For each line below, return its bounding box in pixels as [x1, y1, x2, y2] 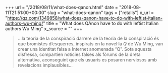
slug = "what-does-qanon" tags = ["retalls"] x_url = [47, 10, 154, 16]
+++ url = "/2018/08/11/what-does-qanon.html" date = [5, 5, 119, 10]
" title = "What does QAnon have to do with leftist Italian [42, 20, 159, 26]
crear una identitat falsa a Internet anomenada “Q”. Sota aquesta [17, 46, 152, 52]
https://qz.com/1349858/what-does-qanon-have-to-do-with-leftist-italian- [7, 15, 163, 21]
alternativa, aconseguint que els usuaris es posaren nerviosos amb [17, 57, 157, 62]
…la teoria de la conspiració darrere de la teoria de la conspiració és [17, 35, 159, 41]
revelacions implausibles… [17, 62, 73, 68]
